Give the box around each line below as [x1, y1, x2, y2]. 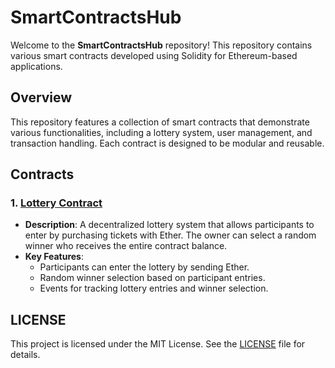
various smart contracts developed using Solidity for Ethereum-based [10, 49, 298, 61]
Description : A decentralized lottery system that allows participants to [24, 219, 315, 231]
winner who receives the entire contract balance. [24, 240, 228, 252]
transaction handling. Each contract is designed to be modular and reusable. [10, 137, 325, 149]
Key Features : [24, 251, 84, 263]
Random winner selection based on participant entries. [39, 272, 266, 284]
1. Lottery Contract [10, 196, 103, 210]
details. [10, 349, 41, 361]
